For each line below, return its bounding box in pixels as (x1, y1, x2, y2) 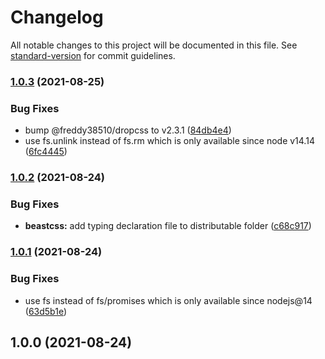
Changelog (10, 6, 104, 29)
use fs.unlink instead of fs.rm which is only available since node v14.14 (24, 135, 315, 147)
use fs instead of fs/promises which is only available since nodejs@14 (24, 294, 313, 306)
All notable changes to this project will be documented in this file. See (10, 39, 298, 51)
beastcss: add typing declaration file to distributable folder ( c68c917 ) (24, 220, 312, 232)
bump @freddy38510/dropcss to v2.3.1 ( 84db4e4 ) (24, 124, 232, 136)
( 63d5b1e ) (24, 305, 68, 317)
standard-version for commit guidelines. (10, 49, 176, 61)
